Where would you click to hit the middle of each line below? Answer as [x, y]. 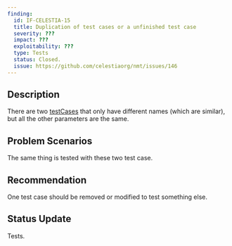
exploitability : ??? [44, 46]
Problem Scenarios [50, 141]
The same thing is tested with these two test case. [80, 158]
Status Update [39, 219]
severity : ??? [34, 33]
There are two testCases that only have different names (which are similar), [116, 111]
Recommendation [47, 180]
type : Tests [31, 53]
